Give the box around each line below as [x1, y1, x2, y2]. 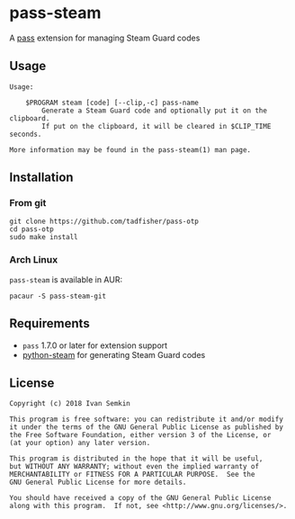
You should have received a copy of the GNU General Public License [9, 494, 272, 503]
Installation [9, 170, 74, 185]
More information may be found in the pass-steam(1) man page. [9, 145, 252, 155]
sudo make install [9, 233, 78, 242]
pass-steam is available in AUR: [9, 273, 123, 285]
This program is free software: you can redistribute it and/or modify [9, 415, 283, 425]
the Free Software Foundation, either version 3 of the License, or [9, 431, 272, 440]
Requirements [9, 316, 90, 331]
